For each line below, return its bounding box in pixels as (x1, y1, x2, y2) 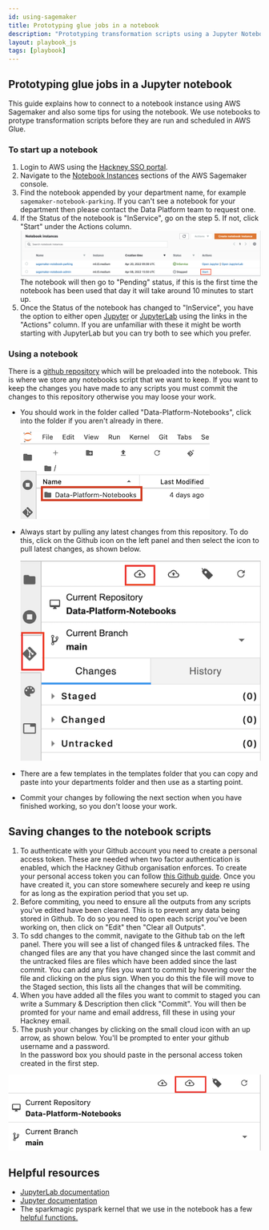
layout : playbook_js (8, 38, 78, 46)
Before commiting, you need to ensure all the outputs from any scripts (19, 897, 251, 906)
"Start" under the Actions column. (19, 222, 132, 231)
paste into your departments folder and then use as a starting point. (19, 778, 243, 787)
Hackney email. (19, 1016, 71, 1026)
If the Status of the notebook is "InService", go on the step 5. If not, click (19, 213, 259, 223)
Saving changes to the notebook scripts (8, 825, 212, 838)
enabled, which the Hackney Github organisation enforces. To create (19, 863, 247, 873)
